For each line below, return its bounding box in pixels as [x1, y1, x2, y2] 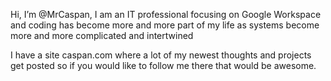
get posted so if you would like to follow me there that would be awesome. [10, 60, 317, 71]
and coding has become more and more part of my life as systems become [10, 19, 320, 31]
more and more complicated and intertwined [10, 30, 194, 41]
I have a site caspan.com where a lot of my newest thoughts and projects [10, 49, 312, 61]
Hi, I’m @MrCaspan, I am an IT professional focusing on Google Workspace [10, 9, 322, 20]
